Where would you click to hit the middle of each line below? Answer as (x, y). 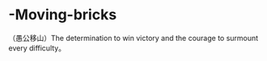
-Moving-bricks (63, 15)
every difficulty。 (37, 48)
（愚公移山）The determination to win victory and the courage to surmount (133, 38)
